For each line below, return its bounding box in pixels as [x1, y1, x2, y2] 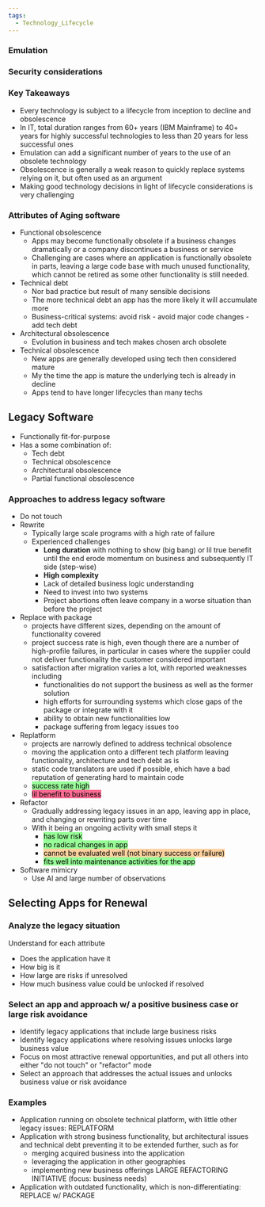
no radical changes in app [43, 840, 128, 850]
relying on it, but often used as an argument [19, 173, 162, 182]
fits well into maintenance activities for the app [43, 857, 196, 866]
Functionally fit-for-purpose [19, 431, 111, 441]
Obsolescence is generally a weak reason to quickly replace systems [19, 164, 245, 174]
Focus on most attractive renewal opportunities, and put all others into [19, 1052, 249, 1062]
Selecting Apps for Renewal [8, 896, 148, 910]
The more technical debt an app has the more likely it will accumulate [31, 295, 258, 304]
